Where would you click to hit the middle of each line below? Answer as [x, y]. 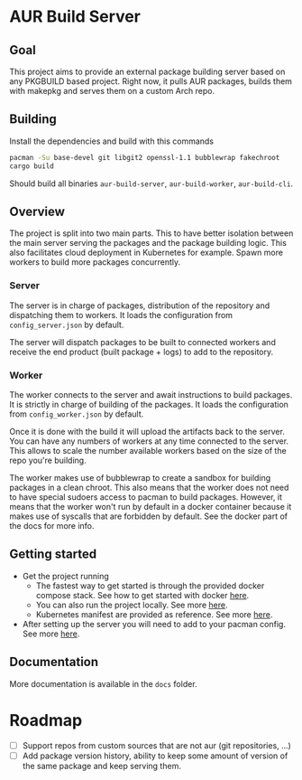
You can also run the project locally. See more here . [132, 605]
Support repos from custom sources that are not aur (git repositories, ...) [156, 745]
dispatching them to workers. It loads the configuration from [121, 315]
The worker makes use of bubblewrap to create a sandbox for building [140, 477]
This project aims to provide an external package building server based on [147, 71]
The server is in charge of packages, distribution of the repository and [140, 305]
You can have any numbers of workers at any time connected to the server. [149, 441]
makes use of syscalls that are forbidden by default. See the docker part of [149, 516]
